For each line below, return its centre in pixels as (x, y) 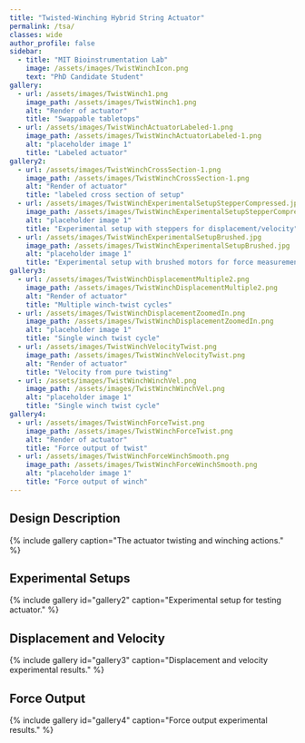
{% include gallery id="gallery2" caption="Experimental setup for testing (145, 601)
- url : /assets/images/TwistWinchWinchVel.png (107, 381)
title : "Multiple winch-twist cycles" (99, 305)
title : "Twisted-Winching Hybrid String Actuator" (107, 18)
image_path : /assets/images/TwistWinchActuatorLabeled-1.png (143, 136)
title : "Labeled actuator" (77, 152)
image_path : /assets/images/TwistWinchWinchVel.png (125, 389)
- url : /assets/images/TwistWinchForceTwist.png (111, 423)
